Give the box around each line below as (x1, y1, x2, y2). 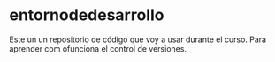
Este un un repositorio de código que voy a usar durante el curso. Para (9, 34, 267, 45)
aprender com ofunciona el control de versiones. (9, 43, 187, 53)
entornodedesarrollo (9, 5, 164, 25)
